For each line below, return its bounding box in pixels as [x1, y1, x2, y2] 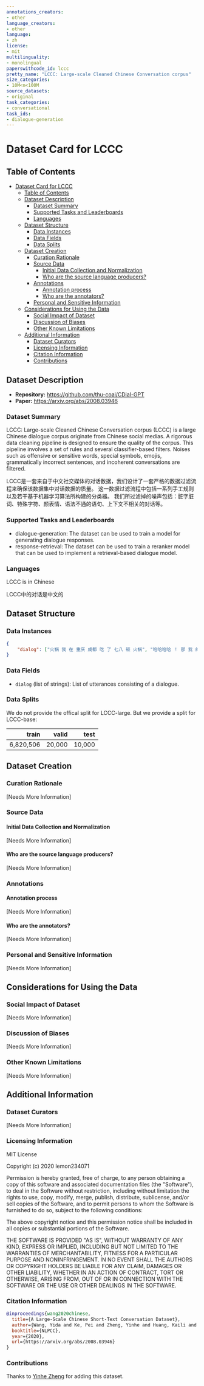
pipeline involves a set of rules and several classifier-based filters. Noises [6, 446, 191, 453]
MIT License [6, 1150, 38, 1158]
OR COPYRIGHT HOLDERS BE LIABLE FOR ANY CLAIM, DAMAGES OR [6, 1262, 182, 1269]
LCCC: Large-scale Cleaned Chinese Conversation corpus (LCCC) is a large [6, 426, 196, 433]
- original [6, 94, 34, 100]
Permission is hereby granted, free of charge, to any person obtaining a [6, 1174, 185, 1181]
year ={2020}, [12, 1333, 45, 1339]
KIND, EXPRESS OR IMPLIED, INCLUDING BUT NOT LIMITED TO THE [6, 1243, 178, 1250]
